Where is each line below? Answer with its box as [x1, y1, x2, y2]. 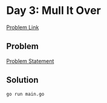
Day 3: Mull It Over [6, 4, 101, 18]
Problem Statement [6, 57, 54, 64]
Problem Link [6, 24, 39, 31]
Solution [6, 75, 39, 85]
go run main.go [6, 91, 45, 97]
